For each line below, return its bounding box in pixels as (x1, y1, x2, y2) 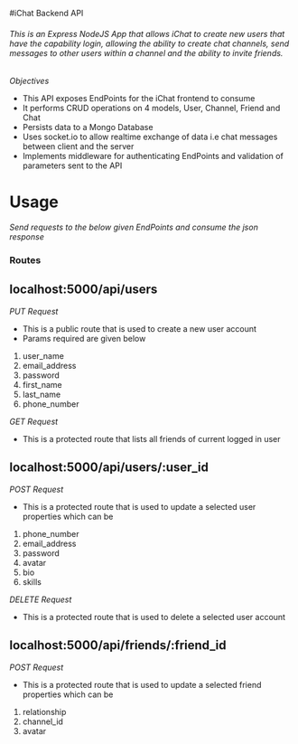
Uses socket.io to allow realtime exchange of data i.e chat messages (22, 131, 278, 143)
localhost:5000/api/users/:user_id (9, 460, 210, 476)
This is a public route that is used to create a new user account (22, 323, 257, 334)
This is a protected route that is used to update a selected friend (22, 679, 262, 690)
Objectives (9, 76, 50, 87)
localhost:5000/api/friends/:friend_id (9, 637, 227, 654)
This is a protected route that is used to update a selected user (22, 501, 256, 512)
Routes (9, 254, 42, 267)
